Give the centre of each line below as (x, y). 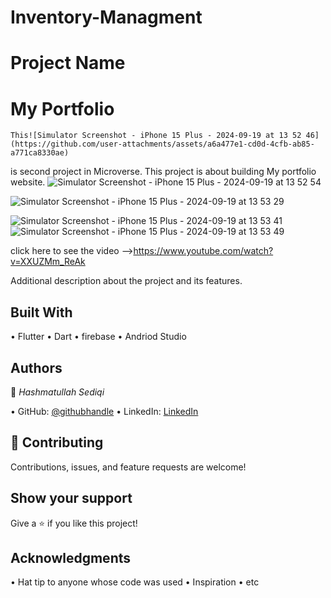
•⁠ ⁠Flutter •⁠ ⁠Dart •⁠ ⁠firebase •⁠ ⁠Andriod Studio (98, 337)
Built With (41, 312)
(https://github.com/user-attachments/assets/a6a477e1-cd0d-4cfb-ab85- (162, 144)
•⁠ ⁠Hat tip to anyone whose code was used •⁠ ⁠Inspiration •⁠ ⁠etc (135, 582)
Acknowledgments (71, 557)
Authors (36, 367)
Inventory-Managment (106, 17)
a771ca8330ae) (40, 153)
